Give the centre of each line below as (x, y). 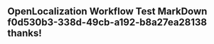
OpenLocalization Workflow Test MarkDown (107, 12)
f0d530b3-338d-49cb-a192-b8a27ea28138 (107, 23)
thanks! (25, 33)
